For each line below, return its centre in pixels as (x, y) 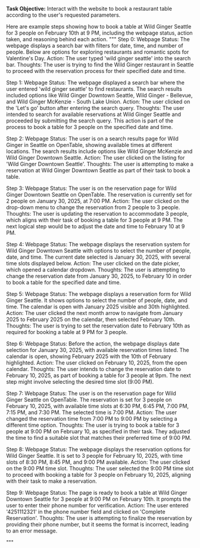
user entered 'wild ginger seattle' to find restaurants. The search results (94, 89)
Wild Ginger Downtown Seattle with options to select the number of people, (99, 251)
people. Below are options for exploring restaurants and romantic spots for (98, 52)
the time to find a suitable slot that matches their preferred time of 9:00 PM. (99, 438)
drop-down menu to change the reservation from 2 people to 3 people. (93, 207)
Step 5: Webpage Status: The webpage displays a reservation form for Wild (99, 294)
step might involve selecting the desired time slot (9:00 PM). (80, 382)
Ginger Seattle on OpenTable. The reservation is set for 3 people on (89, 399)
